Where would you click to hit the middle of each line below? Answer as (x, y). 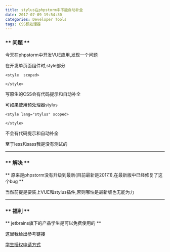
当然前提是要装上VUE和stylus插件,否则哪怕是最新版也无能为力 (70, 192)
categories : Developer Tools (36, 19)
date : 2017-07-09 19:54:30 (34, 15)
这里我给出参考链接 (25, 234)
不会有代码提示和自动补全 (32, 133)
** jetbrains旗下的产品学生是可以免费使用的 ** (53, 223)
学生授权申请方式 (23, 245)
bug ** (16, 181)
